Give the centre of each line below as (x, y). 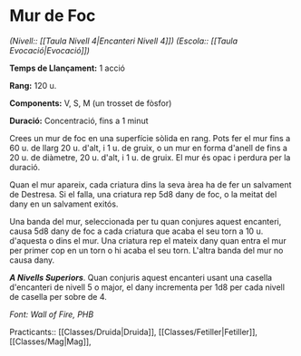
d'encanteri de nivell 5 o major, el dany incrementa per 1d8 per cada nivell (147, 287)
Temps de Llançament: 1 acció (67, 68)
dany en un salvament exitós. (64, 204)
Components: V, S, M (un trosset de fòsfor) (91, 103)
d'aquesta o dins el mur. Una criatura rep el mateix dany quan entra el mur (148, 240)
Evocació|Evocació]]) (50, 50)
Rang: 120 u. (33, 85)
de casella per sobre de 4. (58, 296)
